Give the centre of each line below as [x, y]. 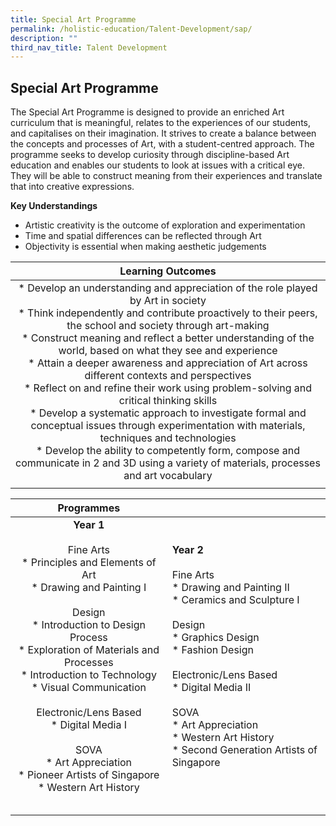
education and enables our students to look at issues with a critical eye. [157, 165]
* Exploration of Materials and [89, 650]
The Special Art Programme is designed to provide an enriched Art [147, 112]
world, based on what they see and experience [168, 351]
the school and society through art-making [168, 326]
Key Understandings [54, 206]
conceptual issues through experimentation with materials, [168, 426]
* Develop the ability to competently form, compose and [168, 451]
